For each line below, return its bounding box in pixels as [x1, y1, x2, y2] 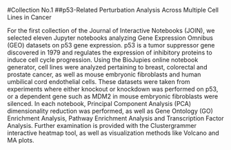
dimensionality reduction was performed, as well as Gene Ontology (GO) [7, 107, 214, 115]
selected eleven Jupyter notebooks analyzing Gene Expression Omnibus [7, 34, 214, 42]
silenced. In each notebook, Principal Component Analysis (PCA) [7, 100, 192, 107]
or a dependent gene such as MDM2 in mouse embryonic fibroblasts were [7, 92, 219, 100]
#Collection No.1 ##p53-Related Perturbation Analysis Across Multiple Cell [7, 6, 219, 14]
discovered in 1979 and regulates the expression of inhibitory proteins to [7, 48, 212, 56]
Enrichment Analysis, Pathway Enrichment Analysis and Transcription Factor [7, 114, 224, 122]
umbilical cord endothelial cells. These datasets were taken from [7, 78, 191, 85]
